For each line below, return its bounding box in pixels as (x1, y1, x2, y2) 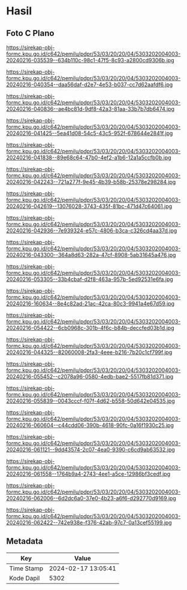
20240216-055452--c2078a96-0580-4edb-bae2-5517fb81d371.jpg (6, 373, 174, 380)
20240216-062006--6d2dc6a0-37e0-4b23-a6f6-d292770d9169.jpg (6, 495, 177, 501)
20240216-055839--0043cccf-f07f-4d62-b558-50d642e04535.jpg (6, 397, 175, 404)
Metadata (6, 536, 43, 546)
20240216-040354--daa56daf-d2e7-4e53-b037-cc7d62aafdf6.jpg (6, 81, 173, 88)
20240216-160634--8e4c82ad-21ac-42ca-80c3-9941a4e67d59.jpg (6, 300, 175, 307)
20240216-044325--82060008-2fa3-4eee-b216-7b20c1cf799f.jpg (6, 349, 173, 356)
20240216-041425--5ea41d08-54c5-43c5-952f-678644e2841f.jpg (6, 130, 173, 137)
